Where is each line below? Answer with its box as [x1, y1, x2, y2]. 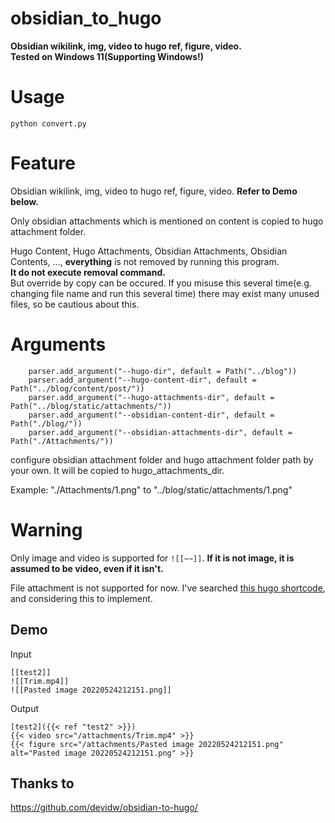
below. [10, 195, 39, 207]
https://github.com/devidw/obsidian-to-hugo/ [10, 802, 198, 814]
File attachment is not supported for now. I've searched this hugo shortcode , [10, 582, 326, 594]
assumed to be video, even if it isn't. [10, 562, 164, 574]
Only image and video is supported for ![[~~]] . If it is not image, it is [10, 552, 295, 564]
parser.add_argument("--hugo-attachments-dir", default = [28, 392, 275, 402]
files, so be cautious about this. [10, 298, 140, 310]
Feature [10, 152, 76, 175]
